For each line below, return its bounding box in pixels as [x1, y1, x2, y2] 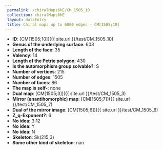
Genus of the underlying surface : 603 [12, 42, 94, 48]
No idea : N [12, 129, 35, 135]
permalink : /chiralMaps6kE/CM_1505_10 [7, 7, 90, 13]
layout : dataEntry [7, 17, 47, 22]
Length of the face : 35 [12, 47, 60, 53]
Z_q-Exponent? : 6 [12, 113, 52, 119]
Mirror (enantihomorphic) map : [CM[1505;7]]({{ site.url [12, 96, 130, 102]
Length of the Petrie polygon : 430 [12, 58, 86, 64]
